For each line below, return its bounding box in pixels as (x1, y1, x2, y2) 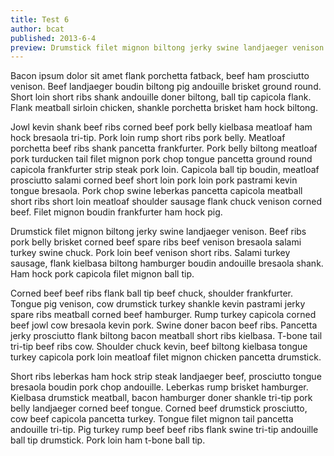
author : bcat (10, 24, 65, 34)
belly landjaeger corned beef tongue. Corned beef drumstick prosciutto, (10, 402, 308, 415)
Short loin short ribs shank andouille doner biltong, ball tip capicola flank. (10, 91, 312, 103)
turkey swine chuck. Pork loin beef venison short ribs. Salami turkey (10, 247, 291, 259)
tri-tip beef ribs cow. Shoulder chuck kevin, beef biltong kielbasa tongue (10, 341, 308, 353)
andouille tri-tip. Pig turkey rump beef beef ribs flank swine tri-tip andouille (10, 424, 319, 436)
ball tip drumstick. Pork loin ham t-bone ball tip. (10, 434, 206, 446)
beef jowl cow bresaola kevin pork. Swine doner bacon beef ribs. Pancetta (10, 319, 318, 331)
